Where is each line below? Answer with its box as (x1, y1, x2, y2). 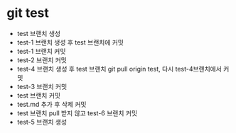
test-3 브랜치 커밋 (16, 82, 68, 91)
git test (6, 5, 49, 21)
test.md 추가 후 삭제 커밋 (16, 100, 87, 108)
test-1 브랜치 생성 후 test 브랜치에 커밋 (16, 37, 124, 47)
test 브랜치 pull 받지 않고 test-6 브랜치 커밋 (16, 108, 138, 117)
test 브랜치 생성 (16, 29, 61, 37)
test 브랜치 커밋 (16, 91, 61, 100)
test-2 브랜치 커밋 (16, 55, 67, 64)
